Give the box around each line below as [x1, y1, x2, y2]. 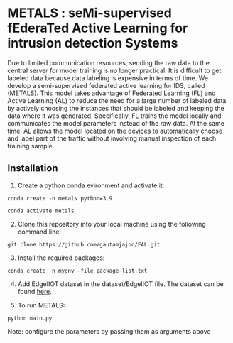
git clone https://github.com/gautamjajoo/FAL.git [7, 241, 161, 248]
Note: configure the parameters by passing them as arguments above [7, 327, 211, 335]
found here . [17, 287, 52, 295]
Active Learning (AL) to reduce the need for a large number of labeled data [7, 96, 227, 104]
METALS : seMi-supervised [7, 5, 172, 21]
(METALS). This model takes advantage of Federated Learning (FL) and [7, 89, 216, 97]
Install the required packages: [17, 254, 105, 262]
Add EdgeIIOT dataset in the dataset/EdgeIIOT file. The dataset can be [17, 279, 224, 288]
